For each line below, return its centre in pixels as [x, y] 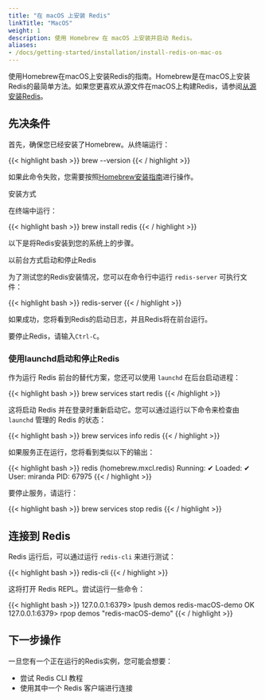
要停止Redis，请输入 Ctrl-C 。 [56, 336]
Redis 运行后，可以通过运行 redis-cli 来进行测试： [92, 556]
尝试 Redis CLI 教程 [51, 678]
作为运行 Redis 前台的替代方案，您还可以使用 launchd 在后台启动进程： [125, 377]
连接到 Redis [39, 536]
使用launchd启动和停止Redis [64, 358]
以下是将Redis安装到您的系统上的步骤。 [73, 243]
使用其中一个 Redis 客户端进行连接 [76, 688]
